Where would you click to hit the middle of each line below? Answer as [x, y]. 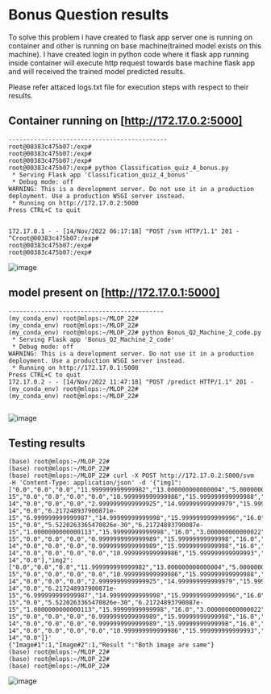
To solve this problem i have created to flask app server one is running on [130, 37]
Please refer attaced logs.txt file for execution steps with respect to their [129, 87]
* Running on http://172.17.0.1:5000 [75, 368]
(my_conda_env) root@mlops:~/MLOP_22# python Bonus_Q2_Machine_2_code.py [135, 332]
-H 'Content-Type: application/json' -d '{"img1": [95, 483]
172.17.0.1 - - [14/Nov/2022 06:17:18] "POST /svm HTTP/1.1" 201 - [124, 231]
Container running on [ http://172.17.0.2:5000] [125, 121]
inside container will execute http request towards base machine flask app [132, 63]
